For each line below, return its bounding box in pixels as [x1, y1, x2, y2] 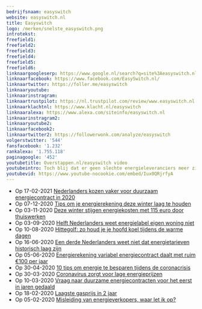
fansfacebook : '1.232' [6, 142, 63, 149]
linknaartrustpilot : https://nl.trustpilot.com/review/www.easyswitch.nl [6, 98, 195, 104]
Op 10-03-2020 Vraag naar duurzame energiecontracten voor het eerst [14, 277, 192, 284]
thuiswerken [14, 213, 46, 220]
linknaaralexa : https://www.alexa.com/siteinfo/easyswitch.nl [6, 109, 165, 115]
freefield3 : [6, 48, 36, 54]
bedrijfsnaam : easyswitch [6, 8, 71, 15]
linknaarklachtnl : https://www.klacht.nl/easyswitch [6, 103, 141, 110]
